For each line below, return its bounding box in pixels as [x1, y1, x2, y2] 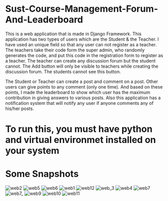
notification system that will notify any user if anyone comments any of [5, 100, 154, 106]
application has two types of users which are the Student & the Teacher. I [5, 36, 159, 42]
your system [5, 145, 60, 157]
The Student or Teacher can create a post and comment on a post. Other [5, 78, 158, 84]
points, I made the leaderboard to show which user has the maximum [5, 89, 150, 95]
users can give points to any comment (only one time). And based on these [5, 83, 163, 90]
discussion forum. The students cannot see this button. [5, 68, 121, 74]
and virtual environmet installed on [5, 134, 156, 146]
